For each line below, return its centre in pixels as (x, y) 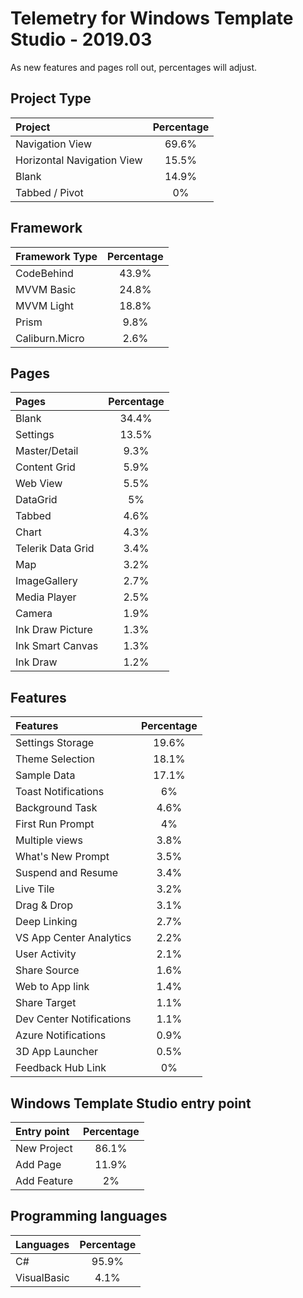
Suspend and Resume (67, 873)
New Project (44, 1148)
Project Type (51, 98)
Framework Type (56, 256)
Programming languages (89, 1216)
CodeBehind (44, 273)
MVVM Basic (46, 289)
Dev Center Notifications (73, 1019)
